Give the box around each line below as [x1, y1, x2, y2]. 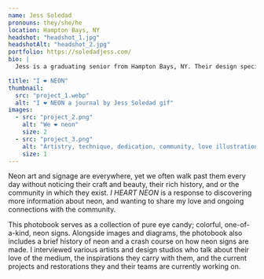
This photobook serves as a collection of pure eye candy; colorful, [8, 220, 223, 229]
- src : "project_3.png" [15, 135, 93, 143]
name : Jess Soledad [8, 11, 72, 20]
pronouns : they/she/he [8, 19, 82, 27]
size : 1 [22, 150, 47, 158]
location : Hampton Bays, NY [8, 26, 101, 34]
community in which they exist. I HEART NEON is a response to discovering [8, 188, 252, 197]
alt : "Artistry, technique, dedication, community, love [22, 142, 213, 150]
